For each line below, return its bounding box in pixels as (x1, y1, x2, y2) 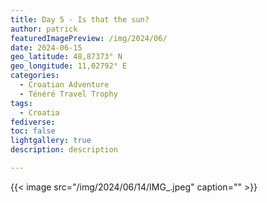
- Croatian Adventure (19, 80, 110, 90)
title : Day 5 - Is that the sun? (10, 14, 150, 25)
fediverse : (10, 117, 56, 127)
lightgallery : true (10, 136, 92, 146)
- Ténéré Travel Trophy (19, 89, 118, 99)
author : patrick (10, 24, 78, 34)
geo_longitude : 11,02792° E (10, 61, 128, 71)
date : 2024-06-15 (10, 42, 83, 53)
